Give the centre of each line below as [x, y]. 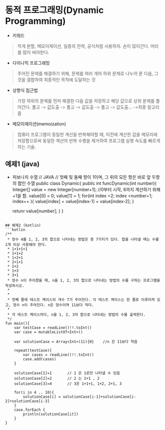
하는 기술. [27, 147]
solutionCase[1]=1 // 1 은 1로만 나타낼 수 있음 [67, 373]
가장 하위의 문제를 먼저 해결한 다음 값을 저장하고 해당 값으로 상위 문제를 [86, 101]
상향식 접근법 [25, 90]
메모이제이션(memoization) [39, 124]
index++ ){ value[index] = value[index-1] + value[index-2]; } [73, 201]
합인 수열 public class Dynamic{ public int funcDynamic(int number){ [87, 183]
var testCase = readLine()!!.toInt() [53, 327]
